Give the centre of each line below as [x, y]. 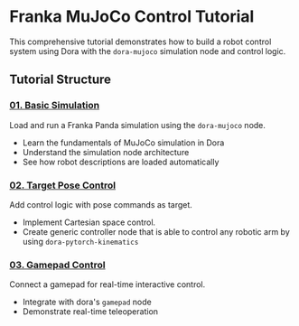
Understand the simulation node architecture [106, 152]
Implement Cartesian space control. [89, 222]
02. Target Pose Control [62, 185]
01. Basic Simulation [55, 106]
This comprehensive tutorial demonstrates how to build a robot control [140, 42]
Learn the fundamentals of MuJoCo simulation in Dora [123, 143]
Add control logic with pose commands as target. [101, 204]
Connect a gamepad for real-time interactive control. [107, 284]
